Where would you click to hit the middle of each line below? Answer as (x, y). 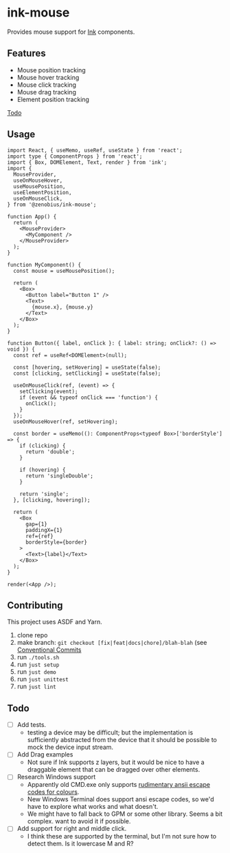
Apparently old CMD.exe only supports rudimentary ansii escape (119, 785)
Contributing (35, 605)
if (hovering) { (43, 470)
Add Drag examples (45, 754)
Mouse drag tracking (47, 92)
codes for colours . (53, 792)
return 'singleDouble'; (59, 476)
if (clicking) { (43, 446)
